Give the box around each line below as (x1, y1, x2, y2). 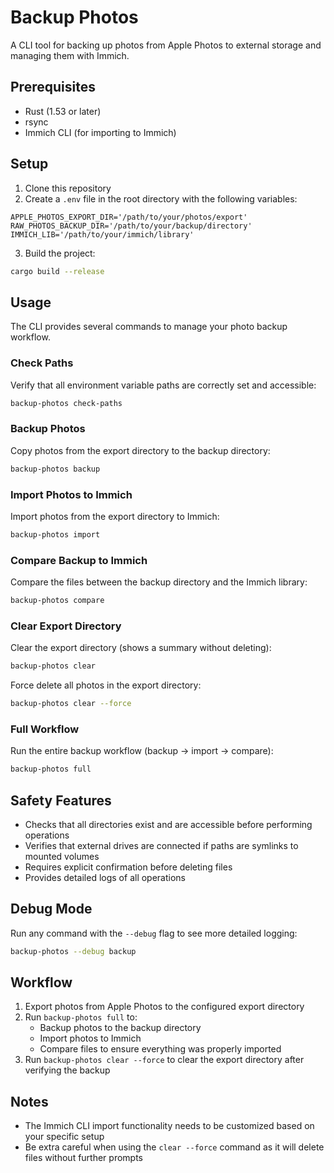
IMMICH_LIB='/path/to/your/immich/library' (10, 229, 195, 240)
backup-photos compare (10, 596, 105, 606)
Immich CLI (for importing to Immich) (24, 126, 177, 138)
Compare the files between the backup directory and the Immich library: (10, 576, 308, 588)
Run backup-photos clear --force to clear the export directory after (24, 1054, 305, 1066)
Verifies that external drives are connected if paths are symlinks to (24, 839, 299, 851)
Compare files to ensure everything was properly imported (39, 1043, 282, 1055)
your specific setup (24, 1131, 105, 1143)
